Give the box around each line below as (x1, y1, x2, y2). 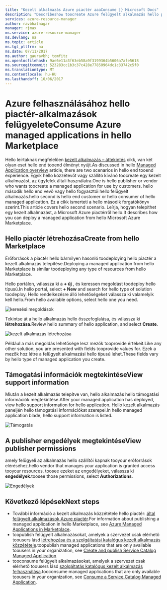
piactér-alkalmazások (5, 108, 97, 120)
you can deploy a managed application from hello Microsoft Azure (5, 215, 141, 221)
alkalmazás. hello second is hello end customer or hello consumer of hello (5, 193, 156, 199)
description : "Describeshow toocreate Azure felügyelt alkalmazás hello (5, 12, 159, 17)
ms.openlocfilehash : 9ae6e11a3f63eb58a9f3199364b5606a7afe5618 (5, 58, 139, 63)
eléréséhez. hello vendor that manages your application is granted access (5, 463, 156, 469)
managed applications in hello (5, 130, 132, 141)
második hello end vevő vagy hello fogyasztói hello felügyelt (5, 188, 129, 194)
